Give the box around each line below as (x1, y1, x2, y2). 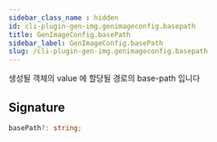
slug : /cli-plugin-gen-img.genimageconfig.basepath (8, 47, 208, 56)
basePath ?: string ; (8, 123, 83, 132)
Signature (8, 99, 65, 115)
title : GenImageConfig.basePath (8, 30, 131, 39)
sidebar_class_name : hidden (8, 13, 119, 23)
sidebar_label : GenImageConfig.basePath (8, 38, 164, 48)
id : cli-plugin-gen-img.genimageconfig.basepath (8, 22, 196, 31)
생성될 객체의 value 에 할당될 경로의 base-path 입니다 (8, 73, 201, 84)
